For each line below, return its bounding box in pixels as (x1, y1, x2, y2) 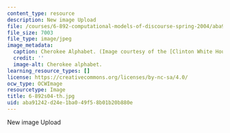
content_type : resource (7, 10, 75, 17)
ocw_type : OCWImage (7, 80, 63, 87)
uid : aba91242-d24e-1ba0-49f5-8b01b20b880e (7, 99, 133, 106)
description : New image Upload (7, 16, 97, 23)
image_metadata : (7, 42, 53, 49)
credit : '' (13, 55, 44, 62)
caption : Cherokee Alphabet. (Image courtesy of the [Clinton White (13, 49, 213, 56)
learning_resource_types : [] (7, 67, 90, 74)
